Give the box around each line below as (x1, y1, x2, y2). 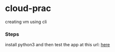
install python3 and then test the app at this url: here (5, 42, 110, 48)
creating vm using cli (5, 19, 47, 25)
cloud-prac (5, 3, 51, 14)
